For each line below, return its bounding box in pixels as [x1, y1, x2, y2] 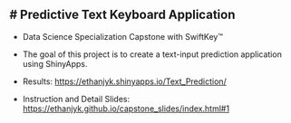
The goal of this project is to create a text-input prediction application [22, 49, 283, 60]
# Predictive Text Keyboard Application [9, 7, 236, 23]
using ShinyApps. [22, 58, 88, 69]
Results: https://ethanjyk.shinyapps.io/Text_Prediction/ [22, 76, 227, 87]
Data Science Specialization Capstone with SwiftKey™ [22, 31, 224, 42]
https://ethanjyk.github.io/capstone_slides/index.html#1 [22, 103, 229, 114]
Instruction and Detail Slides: [22, 93, 130, 104]
